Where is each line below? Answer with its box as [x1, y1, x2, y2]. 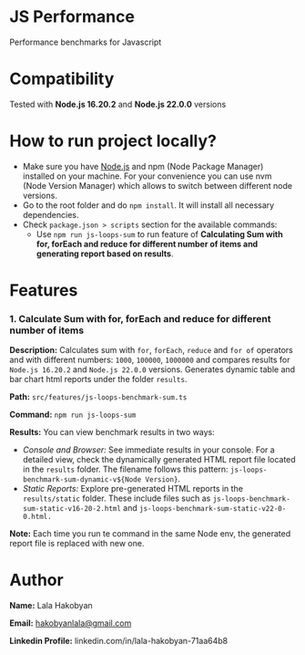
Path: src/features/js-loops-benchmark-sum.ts [9, 391, 188, 402]
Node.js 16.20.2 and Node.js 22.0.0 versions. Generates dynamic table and [9, 364, 296, 375]
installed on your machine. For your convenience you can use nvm [22, 171, 272, 182]
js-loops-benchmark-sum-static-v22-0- [139, 504, 287, 514]
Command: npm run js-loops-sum [9, 409, 137, 421]
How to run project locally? [9, 130, 217, 151]
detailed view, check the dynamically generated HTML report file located [22, 454, 296, 465]
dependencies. [22, 209, 79, 220]
